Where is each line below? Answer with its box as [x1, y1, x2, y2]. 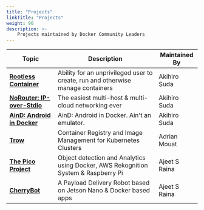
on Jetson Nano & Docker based [57, 186, 151, 195]
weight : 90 [6, 20, 34, 26]
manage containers [57, 84, 114, 92]
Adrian [158, 132, 178, 141]
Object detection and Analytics [57, 154, 146, 162]
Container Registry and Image [57, 129, 143, 137]
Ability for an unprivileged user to [57, 69, 153, 77]
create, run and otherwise [57, 76, 132, 85]
